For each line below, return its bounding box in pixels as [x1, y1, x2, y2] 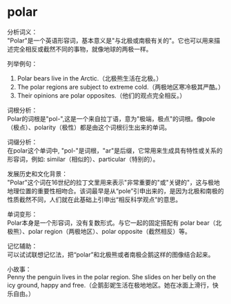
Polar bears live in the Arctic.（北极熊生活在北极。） [17, 74, 163, 83]
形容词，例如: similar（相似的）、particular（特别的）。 [7, 155, 159, 163]
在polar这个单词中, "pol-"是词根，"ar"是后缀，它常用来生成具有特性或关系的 [7, 146, 223, 155]
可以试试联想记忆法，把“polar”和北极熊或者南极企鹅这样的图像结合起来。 [7, 250, 215, 259]
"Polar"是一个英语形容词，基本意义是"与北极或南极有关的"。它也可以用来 [7, 36, 214, 45]
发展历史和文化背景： [7, 169, 68, 177]
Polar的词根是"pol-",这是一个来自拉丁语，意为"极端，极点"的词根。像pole [7, 114, 216, 122]
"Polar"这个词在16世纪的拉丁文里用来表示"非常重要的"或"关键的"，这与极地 [7, 178, 221, 186]
